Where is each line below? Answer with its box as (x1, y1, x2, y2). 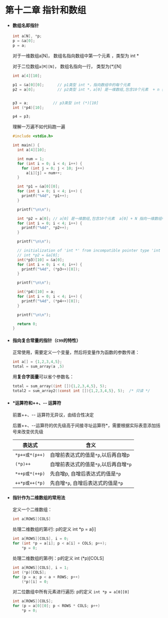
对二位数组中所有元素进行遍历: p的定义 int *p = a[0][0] (12, 588, 129, 595)
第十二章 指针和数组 (5, 4, 86, 16)
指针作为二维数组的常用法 (12, 494, 65, 500)
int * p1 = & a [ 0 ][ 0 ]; (17, 184, 60, 189)
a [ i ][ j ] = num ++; (25, 170, 62, 175)
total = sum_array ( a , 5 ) (12, 364, 64, 369)
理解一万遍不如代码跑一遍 (12, 123, 65, 130)
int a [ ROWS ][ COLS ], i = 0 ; (12, 536, 69, 541)
